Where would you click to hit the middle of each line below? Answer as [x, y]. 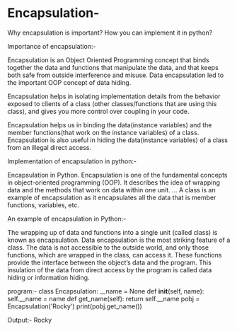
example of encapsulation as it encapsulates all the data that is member [112, 197]
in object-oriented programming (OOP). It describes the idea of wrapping [114, 182]
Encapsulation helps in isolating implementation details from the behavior [114, 96]
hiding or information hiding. [48, 277]
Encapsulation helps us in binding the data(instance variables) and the [110, 124]
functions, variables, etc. [44, 205]
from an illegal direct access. [50, 147]
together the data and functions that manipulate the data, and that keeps [113, 67]
